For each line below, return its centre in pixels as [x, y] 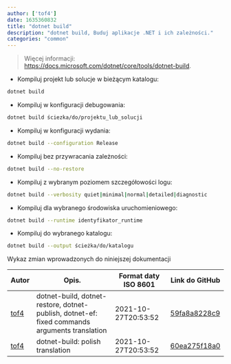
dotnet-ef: [80, 313]
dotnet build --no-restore [46, 169]
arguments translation [71, 330]
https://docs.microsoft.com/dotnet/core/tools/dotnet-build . [107, 66]
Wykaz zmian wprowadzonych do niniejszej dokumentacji [89, 259]
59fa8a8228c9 [195, 313]
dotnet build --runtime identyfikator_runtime [75, 220]
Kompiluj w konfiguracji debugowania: [71, 105]
